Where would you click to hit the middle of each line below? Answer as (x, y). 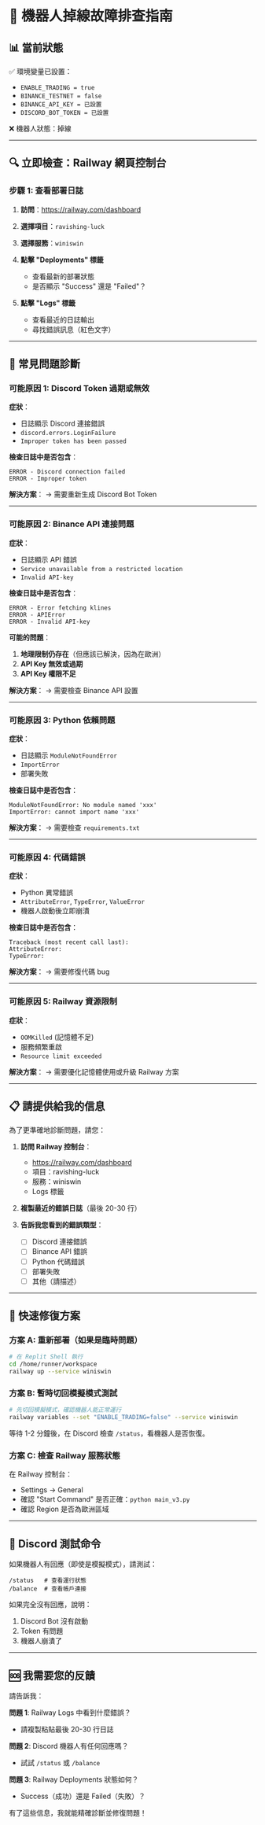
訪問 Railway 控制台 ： (56, 1147)
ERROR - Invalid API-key (50, 621)
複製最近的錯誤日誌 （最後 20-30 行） (81, 1208)
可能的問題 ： (29, 637)
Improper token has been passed (73, 441)
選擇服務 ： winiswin (52, 243)
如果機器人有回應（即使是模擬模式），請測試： (83, 1564)
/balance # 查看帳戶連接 (48, 1589)
